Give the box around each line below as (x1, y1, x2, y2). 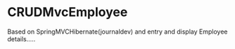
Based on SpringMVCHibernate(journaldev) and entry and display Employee (7, 27, 228, 36)
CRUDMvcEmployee (7, 4, 128, 20)
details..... (7, 34, 36, 43)
